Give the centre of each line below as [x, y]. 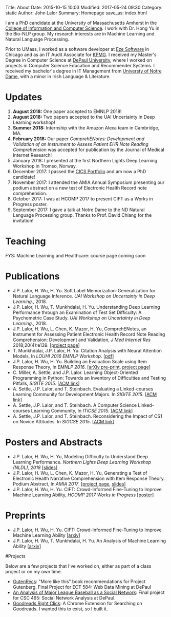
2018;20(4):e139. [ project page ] [46, 345]
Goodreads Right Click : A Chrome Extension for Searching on [77, 603]
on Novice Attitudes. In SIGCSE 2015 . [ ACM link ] [63, 421]
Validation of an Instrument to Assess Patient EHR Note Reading [80, 144]
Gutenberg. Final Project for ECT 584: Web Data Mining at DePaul [82, 587]
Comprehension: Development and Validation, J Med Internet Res [82, 340]
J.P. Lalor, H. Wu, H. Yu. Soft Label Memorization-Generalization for [84, 290]
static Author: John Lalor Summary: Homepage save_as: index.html [76, 13]
